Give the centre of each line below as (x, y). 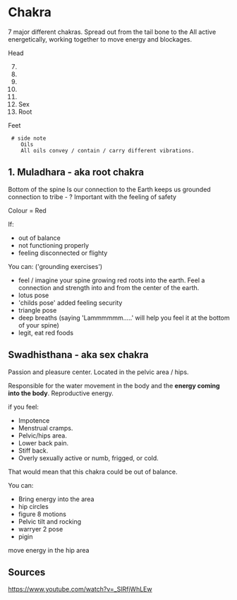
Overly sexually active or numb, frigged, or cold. (89, 458)
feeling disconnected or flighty (63, 253)
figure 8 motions (42, 514)
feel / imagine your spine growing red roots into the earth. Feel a (111, 280)
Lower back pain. (43, 443)
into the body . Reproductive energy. (61, 393)
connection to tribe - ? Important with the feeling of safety (92, 197)
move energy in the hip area (49, 550)
